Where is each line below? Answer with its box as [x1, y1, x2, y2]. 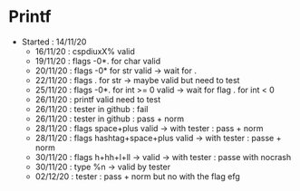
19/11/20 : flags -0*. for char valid [34, 55, 161, 66]
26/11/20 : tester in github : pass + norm [34, 113, 185, 124]
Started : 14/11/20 [21, 36, 87, 47]
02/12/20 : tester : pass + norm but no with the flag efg [34, 170, 241, 182]
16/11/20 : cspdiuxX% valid [34, 45, 135, 56]
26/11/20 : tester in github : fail [34, 103, 149, 114]
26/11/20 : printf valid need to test [34, 93, 160, 105]
